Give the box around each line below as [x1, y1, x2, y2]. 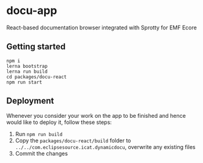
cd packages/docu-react [6, 74, 67, 80]
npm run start [6, 79, 43, 85]
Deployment [6, 96, 54, 106]
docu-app [6, 4, 57, 18]
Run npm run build [15, 130, 63, 137]
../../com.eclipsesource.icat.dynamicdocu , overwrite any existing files [15, 143, 196, 150]
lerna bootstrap [6, 63, 48, 69]
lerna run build [6, 68, 48, 74]
